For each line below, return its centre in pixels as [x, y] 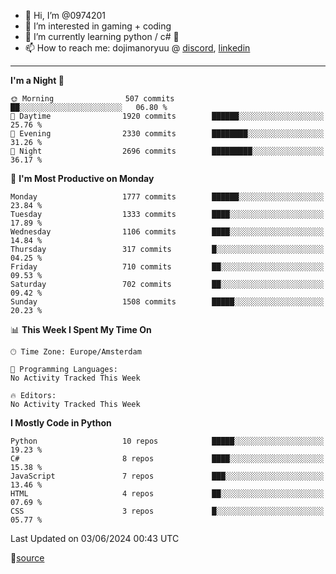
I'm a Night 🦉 [37, 80]
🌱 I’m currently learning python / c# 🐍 [102, 36]
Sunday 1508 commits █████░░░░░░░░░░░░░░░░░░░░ [167, 302]
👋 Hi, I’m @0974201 [65, 15]
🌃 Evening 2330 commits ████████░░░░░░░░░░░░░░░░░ [167, 134]
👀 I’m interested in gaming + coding [98, 26]
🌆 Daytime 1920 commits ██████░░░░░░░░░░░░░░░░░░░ [167, 116]
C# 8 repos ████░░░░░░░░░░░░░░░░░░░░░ [167, 459]
